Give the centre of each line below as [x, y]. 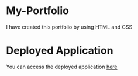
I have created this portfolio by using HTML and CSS [69, 27]
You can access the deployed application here [62, 67]
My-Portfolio [37, 11]
